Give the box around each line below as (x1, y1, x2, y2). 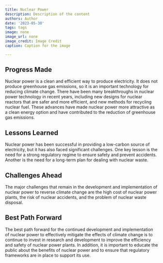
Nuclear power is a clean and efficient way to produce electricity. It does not (5, 78, 158, 84)
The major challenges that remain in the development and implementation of (5, 184, 158, 190)
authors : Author (5, 16, 38, 21)
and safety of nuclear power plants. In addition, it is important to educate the (5, 242, 158, 248)
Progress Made (5, 66, 52, 74)
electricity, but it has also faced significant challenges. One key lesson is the (5, 147, 158, 153)
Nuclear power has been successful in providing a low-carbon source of (5, 141, 150, 147)
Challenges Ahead (5, 171, 62, 179)
